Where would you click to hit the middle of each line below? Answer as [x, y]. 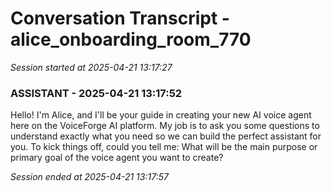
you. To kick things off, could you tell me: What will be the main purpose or [164, 147]
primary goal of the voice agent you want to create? [117, 158]
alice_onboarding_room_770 [131, 39]
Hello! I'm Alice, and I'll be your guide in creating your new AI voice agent [161, 115]
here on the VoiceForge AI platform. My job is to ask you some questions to [165, 126]
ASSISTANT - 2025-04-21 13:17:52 [96, 93]
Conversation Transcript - [120, 18]
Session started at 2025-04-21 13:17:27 [91, 67]
